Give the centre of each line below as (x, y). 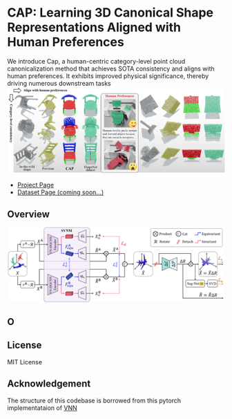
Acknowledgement (49, 384)
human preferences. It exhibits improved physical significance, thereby (108, 76)
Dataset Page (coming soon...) (60, 192)
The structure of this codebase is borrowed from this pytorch (94, 400)
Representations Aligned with (94, 27)
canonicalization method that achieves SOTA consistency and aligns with (111, 68)
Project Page (35, 185)
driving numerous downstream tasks (59, 83)
